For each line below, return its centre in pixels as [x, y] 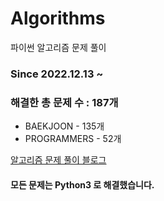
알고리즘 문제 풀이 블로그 [58, 160]
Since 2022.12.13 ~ [57, 74]
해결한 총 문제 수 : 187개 [64, 102]
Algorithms [58, 18]
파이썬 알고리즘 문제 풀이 [58, 47]
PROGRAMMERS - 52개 [73, 139]
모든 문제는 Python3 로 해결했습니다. [82, 184]
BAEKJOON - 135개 [64, 126]
